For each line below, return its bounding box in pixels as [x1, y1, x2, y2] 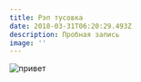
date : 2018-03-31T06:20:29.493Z [9, 22, 132, 31]
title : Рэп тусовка [9, 13, 84, 23]
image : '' [9, 38, 47, 48]
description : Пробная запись [9, 30, 120, 39]
